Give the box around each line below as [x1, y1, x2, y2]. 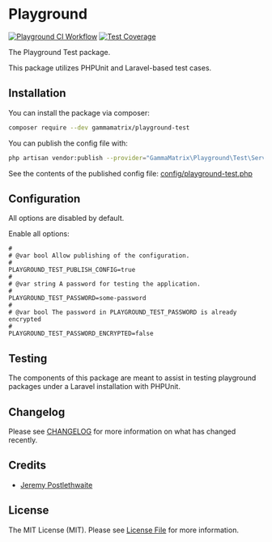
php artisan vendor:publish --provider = [8, 154, 147, 162]
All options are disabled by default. [8, 214, 125, 223]
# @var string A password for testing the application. [8, 280, 201, 288]
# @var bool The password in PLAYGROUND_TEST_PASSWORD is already [8, 308, 237, 316]
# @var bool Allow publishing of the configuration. [8, 252, 190, 260]
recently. [8, 434, 38, 445]
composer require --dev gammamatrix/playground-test [8, 123, 190, 132]
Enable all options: [8, 229, 70, 239]
